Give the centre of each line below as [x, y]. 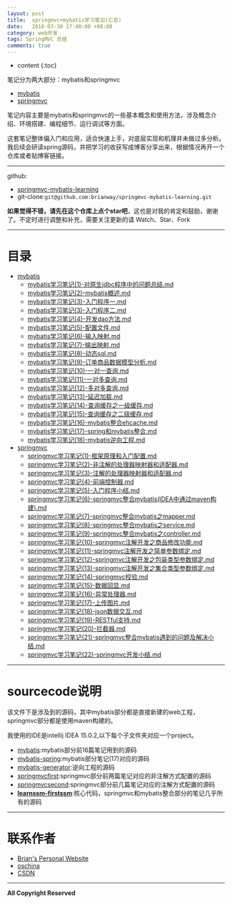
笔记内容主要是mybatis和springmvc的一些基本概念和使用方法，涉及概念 [109, 115]
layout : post [26, 13]
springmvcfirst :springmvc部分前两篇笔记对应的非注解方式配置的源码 [114, 775]
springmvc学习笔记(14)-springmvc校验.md [88, 576]
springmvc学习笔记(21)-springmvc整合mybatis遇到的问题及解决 [118, 637]
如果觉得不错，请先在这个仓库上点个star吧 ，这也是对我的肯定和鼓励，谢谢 [113, 211]
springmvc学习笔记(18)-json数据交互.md [85, 611]
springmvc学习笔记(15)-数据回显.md [79, 585]
